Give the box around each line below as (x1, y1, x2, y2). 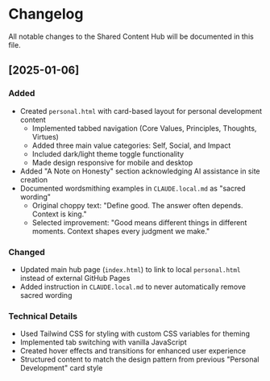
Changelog (8, 5, 84, 23)
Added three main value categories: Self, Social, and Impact (31, 140, 231, 150)
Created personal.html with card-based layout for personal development (19, 106, 262, 115)
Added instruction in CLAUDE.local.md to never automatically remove (19, 282, 246, 291)
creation (19, 174, 48, 184)
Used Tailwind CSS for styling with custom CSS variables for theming (19, 329, 250, 339)
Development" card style (19, 363, 103, 373)
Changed (8, 246, 46, 257)
